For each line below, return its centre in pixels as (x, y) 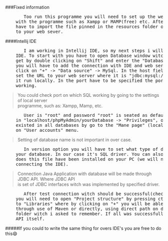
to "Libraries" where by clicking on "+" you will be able (89, 204)
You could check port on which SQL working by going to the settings (88, 95)
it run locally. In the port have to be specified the (84, 81)
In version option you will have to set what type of (91, 149)
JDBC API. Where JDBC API (46, 179)
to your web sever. (39, 32)
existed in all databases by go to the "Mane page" (80, 125)
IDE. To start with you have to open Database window (83, 56)
